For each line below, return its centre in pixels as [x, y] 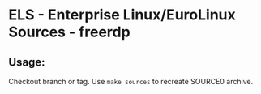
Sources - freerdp [70, 32]
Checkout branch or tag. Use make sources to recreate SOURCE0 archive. [131, 81]
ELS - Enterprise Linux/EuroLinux [122, 15]
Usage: [27, 62]
